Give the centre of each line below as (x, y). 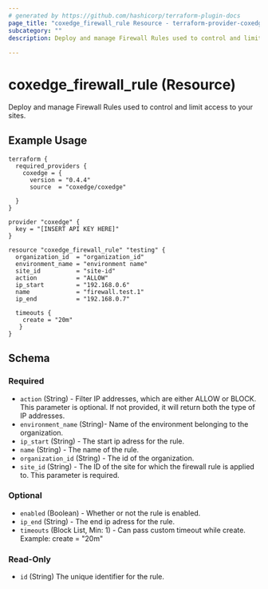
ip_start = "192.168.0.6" (73, 285)
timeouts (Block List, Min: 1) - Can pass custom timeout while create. (132, 530)
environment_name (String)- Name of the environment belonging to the (134, 424)
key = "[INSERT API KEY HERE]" (67, 229)
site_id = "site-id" (65, 271)
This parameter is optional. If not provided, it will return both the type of (137, 407)
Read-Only (30, 559)
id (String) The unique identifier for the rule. (92, 577)
